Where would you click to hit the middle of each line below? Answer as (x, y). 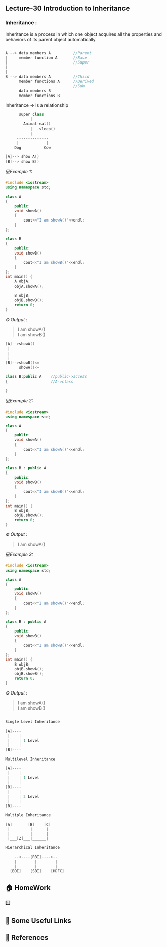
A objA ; (22, 281)
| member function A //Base (46, 58)
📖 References (27, 938)
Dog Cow (33, 148)
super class (31, 115)
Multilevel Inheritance (30, 759)
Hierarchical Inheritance (32, 848)
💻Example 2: (19, 400)
